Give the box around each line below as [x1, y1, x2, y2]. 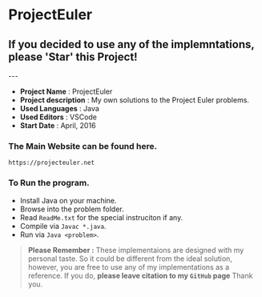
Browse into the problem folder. [19, 204, 124, 214]
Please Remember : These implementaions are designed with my [27, 245, 244, 255]
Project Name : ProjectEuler [19, 86, 113, 96]
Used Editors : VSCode [19, 112, 98, 122]
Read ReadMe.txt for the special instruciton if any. [19, 212, 183, 222]
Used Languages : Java [19, 104, 100, 113]
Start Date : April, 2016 [19, 121, 96, 130]
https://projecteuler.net [8, 159, 95, 167]
